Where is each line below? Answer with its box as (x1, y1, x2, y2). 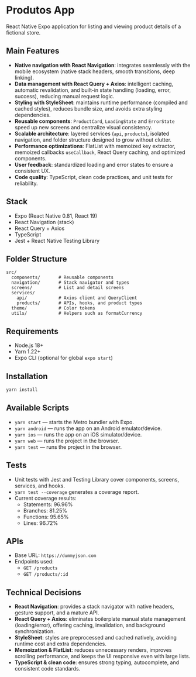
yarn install (6, 387, 38, 393)
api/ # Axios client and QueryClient (16, 295, 137, 301)
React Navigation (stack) (14, 218, 74, 225)
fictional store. (6, 29, 41, 36)
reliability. (14, 180, 38, 187)
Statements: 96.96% (23, 501, 73, 508)
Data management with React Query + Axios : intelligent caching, (14, 80, 174, 87)
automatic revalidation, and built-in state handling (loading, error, (14, 86, 171, 94)
